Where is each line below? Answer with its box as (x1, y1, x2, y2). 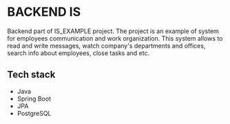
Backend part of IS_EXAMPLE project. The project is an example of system (7, 27, 219, 35)
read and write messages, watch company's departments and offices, (7, 41, 206, 50)
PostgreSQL (17, 109, 52, 117)
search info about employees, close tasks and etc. (7, 49, 150, 57)
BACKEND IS (7, 4, 81, 20)
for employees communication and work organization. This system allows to (7, 34, 223, 42)
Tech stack (7, 69, 56, 81)
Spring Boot (17, 94, 52, 103)
